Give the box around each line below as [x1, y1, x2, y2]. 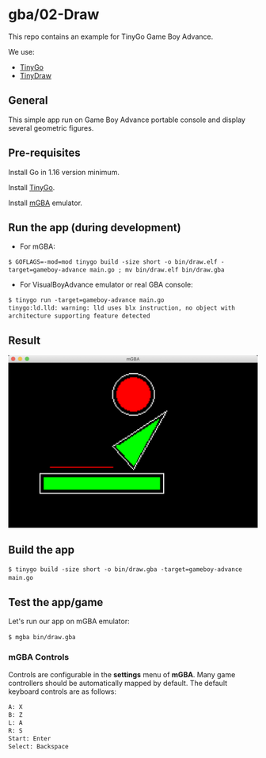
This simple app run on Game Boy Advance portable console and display [8, 115, 245, 124]
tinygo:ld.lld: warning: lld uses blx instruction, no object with [8, 304, 236, 312]
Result [8, 333, 41, 347]
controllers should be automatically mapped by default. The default [8, 678, 228, 688]
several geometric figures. [8, 123, 94, 132]
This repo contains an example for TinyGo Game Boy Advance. [8, 32, 214, 41]
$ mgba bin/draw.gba [8, 634, 77, 642]
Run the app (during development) [8, 220, 181, 234]
